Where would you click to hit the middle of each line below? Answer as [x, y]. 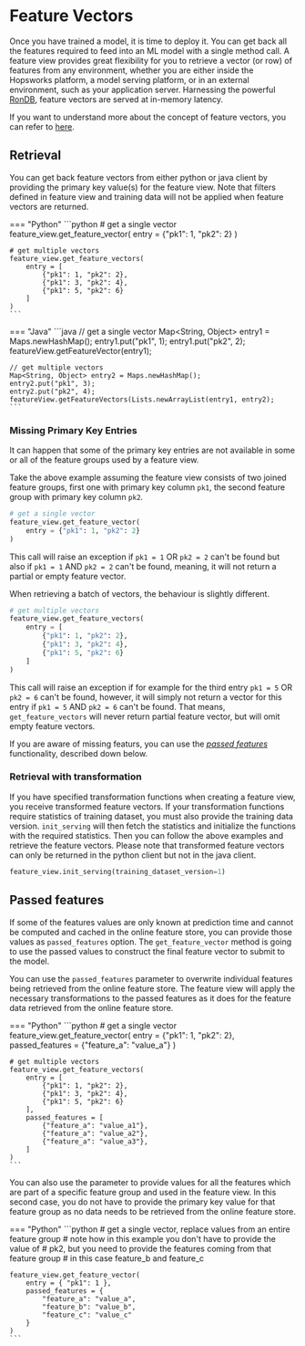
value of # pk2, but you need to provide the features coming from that [140, 1248]
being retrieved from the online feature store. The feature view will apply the [152, 988]
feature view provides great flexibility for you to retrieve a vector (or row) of [151, 60]
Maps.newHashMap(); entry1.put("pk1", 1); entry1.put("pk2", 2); [127, 341]
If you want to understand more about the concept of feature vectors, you [148, 117]
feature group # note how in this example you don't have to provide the [142, 1238]
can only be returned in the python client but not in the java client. [133, 855]
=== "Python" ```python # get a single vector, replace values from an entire [150, 1229]
